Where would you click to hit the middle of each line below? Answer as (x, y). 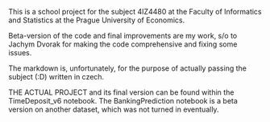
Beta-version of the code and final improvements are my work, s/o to (123, 36)
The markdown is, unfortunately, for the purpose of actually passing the (128, 68)
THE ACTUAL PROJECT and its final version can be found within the (121, 92)
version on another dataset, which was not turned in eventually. (114, 109)
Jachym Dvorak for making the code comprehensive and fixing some (123, 44)
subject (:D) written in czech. (56, 77)
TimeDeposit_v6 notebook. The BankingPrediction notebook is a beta (123, 101)
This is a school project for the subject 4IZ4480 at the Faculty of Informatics (135, 12)
